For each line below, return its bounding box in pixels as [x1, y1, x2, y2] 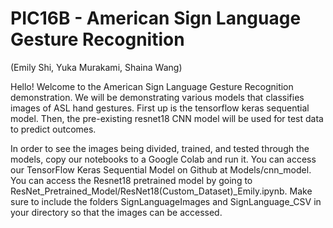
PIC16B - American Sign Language [10, 7, 302, 30]
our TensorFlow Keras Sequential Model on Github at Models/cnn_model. [10, 163, 312, 176]
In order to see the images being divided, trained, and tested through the [10, 142, 310, 154]
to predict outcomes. [10, 123, 97, 135]
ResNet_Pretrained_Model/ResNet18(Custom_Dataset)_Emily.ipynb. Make [10, 185, 313, 197]
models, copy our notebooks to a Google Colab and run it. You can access [10, 153, 317, 165]
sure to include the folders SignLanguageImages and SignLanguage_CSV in [10, 195, 322, 207]
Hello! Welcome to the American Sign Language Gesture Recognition [10, 80, 294, 92]
